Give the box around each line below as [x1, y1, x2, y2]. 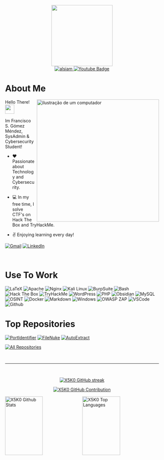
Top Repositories [5, 319, 76, 329]
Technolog [12, 169, 34, 175]
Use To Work [5, 270, 58, 281]
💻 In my [12, 194, 29, 200]
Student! [5, 144, 22, 150]
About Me [5, 83, 46, 94]
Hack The [12, 217, 32, 222]
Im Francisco [5, 117, 31, 124]
